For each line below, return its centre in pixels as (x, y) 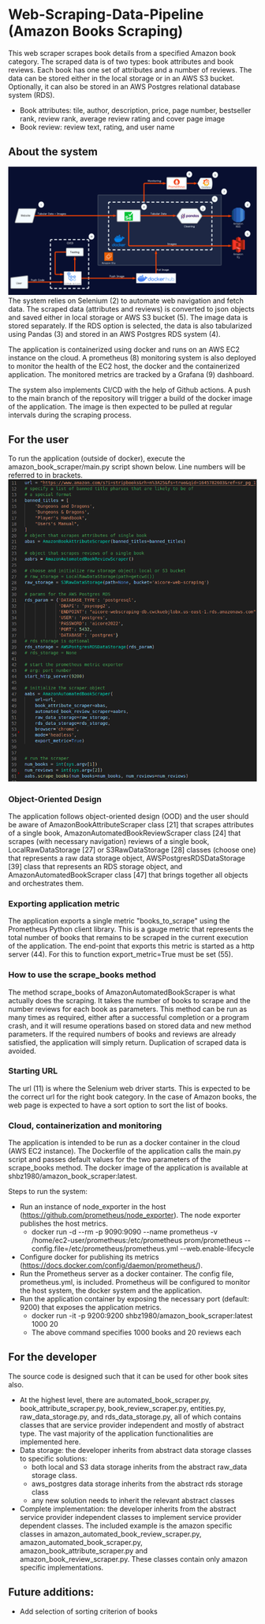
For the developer (52, 1357)
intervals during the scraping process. (70, 415)
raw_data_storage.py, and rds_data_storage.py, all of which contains (131, 1417)
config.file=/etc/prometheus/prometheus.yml (105, 1249)
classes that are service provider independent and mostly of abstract (132, 1424)
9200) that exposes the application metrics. (90, 1308)
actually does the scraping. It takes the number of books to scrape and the (129, 1000)
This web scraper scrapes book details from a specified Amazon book (122, 53)
